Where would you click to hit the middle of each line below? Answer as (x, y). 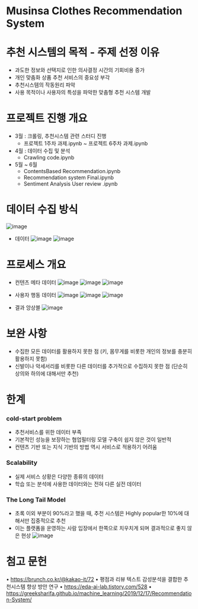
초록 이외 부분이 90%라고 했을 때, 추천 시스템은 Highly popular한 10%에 (99, 513)
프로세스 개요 (36, 265)
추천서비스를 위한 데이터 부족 (48, 432)
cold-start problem (34, 418)
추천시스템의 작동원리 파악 (45, 85)
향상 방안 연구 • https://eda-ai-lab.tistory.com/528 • (89, 586)
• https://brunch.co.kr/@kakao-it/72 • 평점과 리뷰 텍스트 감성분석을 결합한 (94, 579)
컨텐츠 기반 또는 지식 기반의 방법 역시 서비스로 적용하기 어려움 (86, 447)
